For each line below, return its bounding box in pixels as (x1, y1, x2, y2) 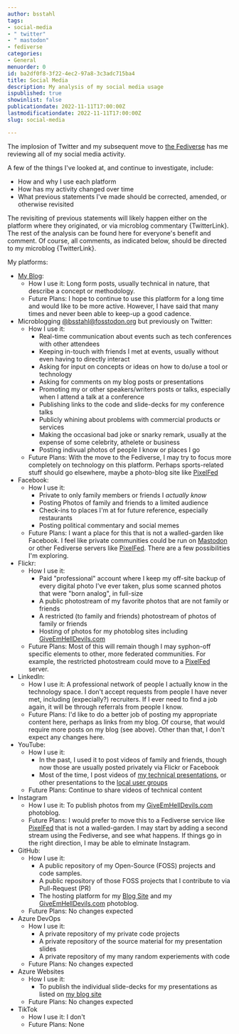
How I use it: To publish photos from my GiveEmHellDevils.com (28, 801, 213, 809)
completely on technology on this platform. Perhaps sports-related (28, 460, 224, 469)
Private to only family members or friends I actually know (38, 490, 207, 499)
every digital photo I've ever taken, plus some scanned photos (38, 581, 222, 590)
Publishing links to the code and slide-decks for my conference (38, 400, 225, 408)
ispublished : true (7, 90, 62, 97)
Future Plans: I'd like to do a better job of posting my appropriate (28, 709, 218, 719)
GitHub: (17, 846, 41, 855)
